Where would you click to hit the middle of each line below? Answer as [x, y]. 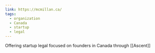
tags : [10, 14]
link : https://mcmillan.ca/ [34, 9]
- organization [25, 18]
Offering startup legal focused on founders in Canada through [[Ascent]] [78, 46]
